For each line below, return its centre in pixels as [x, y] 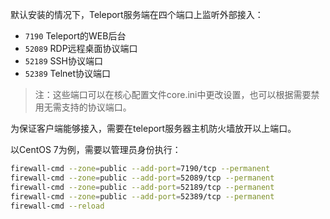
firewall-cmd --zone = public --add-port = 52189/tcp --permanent [142, 187]
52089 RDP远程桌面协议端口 [81, 48]
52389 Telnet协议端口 [68, 73]
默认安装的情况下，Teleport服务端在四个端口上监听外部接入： [137, 14]
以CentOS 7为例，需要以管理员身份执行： [96, 149]
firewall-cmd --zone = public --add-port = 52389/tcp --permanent [142, 196]
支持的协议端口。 [96, 107]
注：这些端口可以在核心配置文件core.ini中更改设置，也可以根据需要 [173, 94]
